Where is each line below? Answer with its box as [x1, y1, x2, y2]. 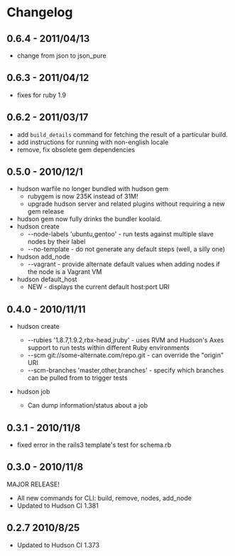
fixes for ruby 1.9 [16, 90, 67, 99]
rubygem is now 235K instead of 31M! [27, 192, 139, 201]
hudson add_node [16, 253, 70, 261]
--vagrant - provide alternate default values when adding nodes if [27, 260, 221, 268]
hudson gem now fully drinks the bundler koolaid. [16, 214, 163, 224]
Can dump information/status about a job [27, 401, 148, 410]
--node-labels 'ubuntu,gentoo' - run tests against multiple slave [27, 230, 214, 239]
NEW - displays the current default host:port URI [27, 283, 170, 291]
